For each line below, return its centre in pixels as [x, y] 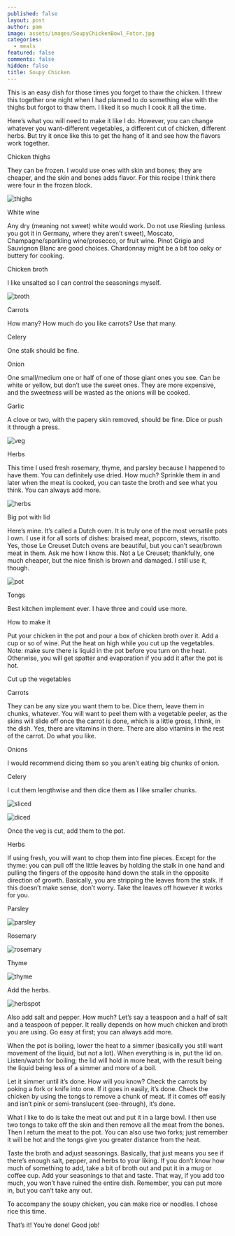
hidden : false [28, 66]
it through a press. [34, 427]
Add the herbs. [29, 990]
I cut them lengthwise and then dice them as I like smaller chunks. [102, 790]
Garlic [16, 406]
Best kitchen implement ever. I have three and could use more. [97, 608]
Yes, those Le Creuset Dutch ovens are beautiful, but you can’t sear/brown [115, 545]
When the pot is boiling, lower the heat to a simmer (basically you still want [115, 1045]
